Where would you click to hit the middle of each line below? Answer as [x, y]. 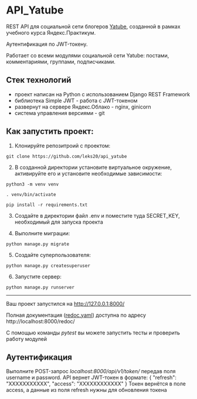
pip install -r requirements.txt [47, 205]
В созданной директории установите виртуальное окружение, [93, 167]
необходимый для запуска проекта [59, 222]
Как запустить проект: [50, 132]
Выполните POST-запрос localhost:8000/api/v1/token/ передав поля [91, 371]
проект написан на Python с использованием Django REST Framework [102, 94]
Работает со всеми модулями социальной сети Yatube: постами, [88, 55]
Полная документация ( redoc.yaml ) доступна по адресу [76, 315]
